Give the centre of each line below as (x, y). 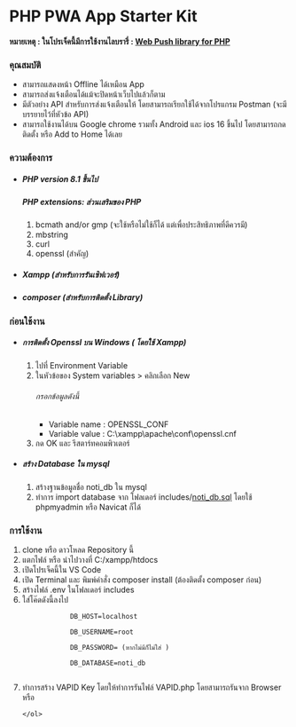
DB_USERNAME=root (102, 632)
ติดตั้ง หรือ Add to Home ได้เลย (72, 134)
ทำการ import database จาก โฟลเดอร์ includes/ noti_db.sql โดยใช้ (144, 497)
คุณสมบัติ (25, 65)
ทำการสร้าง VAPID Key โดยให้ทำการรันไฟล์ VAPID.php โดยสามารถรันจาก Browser (152, 687)
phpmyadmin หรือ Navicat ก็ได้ (88, 507)
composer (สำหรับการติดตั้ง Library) (82, 297)
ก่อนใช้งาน (27, 321)
